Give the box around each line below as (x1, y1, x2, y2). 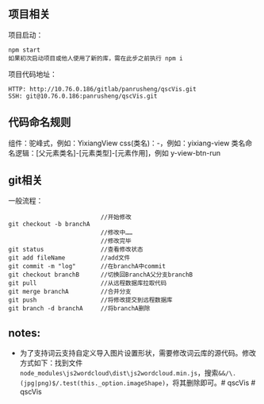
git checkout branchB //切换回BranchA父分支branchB (8, 271, 193, 279)
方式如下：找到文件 (19, 358, 83, 367)
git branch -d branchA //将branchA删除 (8, 305, 151, 313)
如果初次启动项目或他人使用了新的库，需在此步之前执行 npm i (8, 54, 184, 62)
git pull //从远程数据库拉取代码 (8, 279, 167, 287)
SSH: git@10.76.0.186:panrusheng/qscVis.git (8, 92, 158, 100)
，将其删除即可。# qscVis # (165, 378, 256, 387)
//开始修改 (100, 214, 132, 221)
